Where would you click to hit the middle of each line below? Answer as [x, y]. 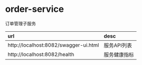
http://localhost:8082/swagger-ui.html [53, 45]
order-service [34, 9]
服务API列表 [118, 45]
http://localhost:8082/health [41, 54]
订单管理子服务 [20, 23]
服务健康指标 [119, 55]
